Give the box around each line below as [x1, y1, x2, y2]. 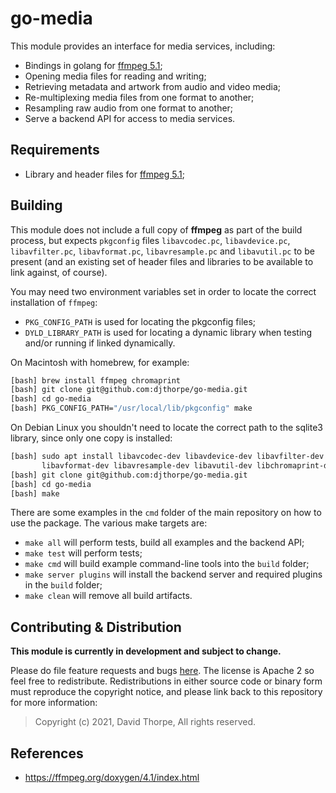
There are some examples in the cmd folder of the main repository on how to [10, 507, 322, 519]
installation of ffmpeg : [10, 296, 98, 308]
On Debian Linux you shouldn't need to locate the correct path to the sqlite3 [10, 422, 324, 434]
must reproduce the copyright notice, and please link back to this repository [10, 686, 323, 698]
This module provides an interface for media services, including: [10, 40, 276, 52]
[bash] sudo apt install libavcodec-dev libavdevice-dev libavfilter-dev [10, 452, 325, 462]
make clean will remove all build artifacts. [24, 590, 193, 602]
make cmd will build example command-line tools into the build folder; [24, 558, 310, 570]
